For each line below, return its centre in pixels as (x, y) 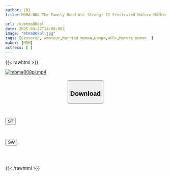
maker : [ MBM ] (19, 43)
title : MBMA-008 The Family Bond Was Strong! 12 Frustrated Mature (78, 15)
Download (85, 94)
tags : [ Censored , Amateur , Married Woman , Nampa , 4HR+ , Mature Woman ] (79, 38)
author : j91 (18, 10)
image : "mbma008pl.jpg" (31, 34)
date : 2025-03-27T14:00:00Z (35, 29)
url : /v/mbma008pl (25, 24)
